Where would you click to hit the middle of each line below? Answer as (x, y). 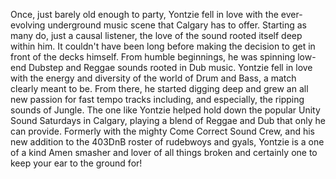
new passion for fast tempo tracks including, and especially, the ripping (157, 99)
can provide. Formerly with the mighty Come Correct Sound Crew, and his (162, 131)
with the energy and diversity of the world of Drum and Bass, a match (153, 78)
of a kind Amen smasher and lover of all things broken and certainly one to (164, 152)
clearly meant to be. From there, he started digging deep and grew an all (159, 88)
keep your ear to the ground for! (76, 163)
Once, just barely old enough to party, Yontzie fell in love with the (144, 14)
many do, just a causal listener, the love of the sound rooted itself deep (156, 35)
